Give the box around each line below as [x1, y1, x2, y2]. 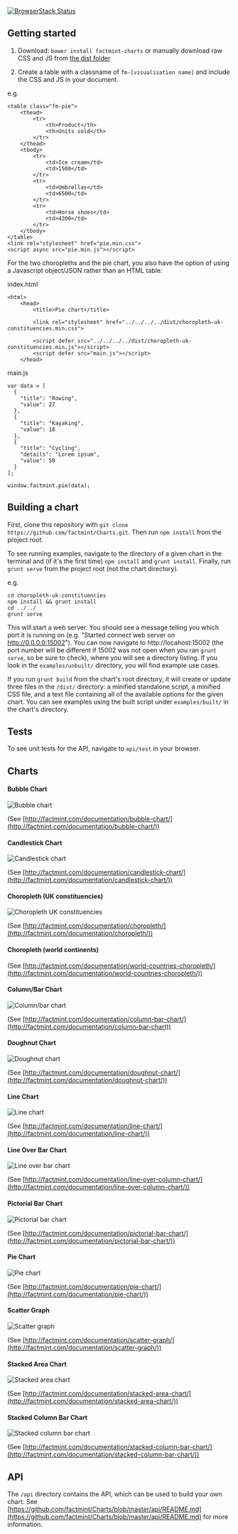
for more [202, 1513, 229, 1521]
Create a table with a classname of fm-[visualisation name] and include [17, 68, 230, 76]
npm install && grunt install [7, 598, 97, 605]
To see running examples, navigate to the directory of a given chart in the [7, 549, 222, 558]
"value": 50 [20, 456, 55, 464]
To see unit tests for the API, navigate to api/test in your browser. [7, 744, 201, 753]
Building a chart [7, 501, 80, 513]
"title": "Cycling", [20, 444, 81, 452]
